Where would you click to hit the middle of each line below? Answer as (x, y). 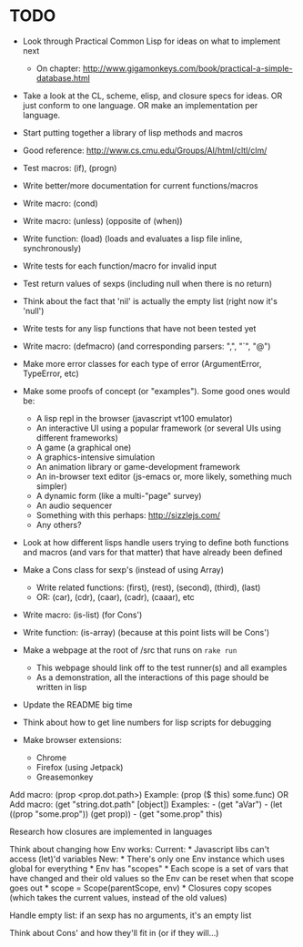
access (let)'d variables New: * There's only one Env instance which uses (147, 859)
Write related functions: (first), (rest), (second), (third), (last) (148, 587)
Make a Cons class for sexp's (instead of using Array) (123, 569)
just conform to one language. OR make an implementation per (140, 105)
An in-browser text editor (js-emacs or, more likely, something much (164, 476)
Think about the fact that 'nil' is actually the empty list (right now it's (150, 300)
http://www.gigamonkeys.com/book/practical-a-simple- (188, 68)
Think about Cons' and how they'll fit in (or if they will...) (114, 932)
